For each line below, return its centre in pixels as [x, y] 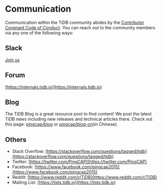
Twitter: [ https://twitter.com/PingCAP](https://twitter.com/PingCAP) [80, 162]
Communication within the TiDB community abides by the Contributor [75, 22]
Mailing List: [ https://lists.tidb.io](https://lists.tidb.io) [64, 182]
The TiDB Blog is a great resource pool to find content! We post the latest [78, 114]
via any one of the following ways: [39, 33]
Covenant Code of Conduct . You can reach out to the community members [80, 27]
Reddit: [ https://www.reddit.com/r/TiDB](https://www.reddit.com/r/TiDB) [84, 177]
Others [16, 140]
